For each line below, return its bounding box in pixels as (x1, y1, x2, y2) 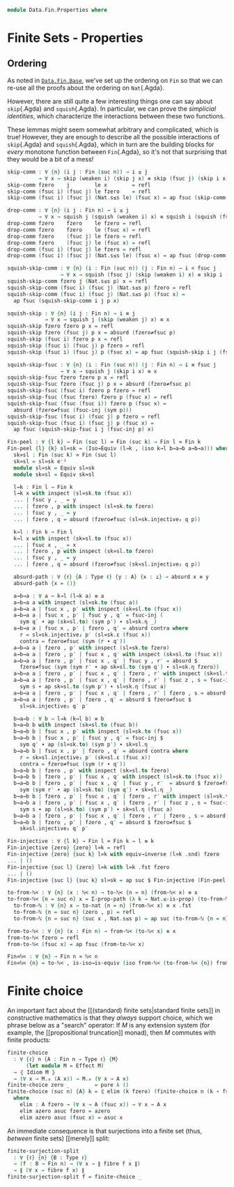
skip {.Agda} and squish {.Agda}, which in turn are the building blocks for (7, 140, 214, 148)
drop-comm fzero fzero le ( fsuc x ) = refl (7, 226, 151, 233)
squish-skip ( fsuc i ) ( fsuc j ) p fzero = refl (7, 342, 145, 349)
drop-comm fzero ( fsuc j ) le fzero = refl (7, 233, 141, 240)
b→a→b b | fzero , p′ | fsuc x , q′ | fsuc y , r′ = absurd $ (13, 780, 201, 787)
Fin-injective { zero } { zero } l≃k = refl (7, 844, 127, 851)
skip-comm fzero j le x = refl (7, 181, 151, 188)
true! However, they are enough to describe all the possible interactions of (7, 132, 220, 141)
